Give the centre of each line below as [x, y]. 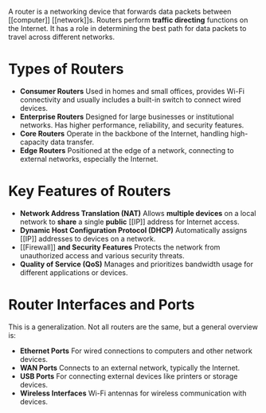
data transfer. [72, 142]
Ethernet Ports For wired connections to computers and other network [136, 351]
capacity [34, 142]
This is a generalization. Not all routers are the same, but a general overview [133, 327]
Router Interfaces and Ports [102, 305]
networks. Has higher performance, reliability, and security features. [132, 125]
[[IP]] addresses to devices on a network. [88, 238]
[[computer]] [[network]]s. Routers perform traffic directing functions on [128, 20]
